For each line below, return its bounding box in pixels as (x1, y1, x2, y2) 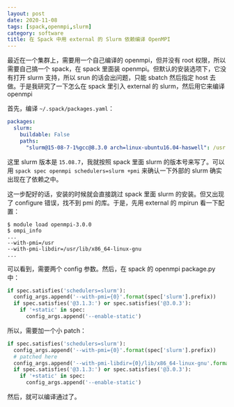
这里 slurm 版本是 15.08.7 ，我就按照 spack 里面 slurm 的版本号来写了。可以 (7, 157, 225, 166)
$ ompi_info (7, 227, 42, 234)
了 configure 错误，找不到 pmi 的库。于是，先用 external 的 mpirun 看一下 (7, 198, 219, 207)
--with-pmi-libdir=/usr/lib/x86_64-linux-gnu (7, 245, 141, 253)
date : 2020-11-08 (7, 17, 58, 24)
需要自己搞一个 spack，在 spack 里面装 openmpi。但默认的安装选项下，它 (7, 65, 221, 73)
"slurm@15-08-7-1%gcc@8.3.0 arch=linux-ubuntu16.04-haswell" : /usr (25, 144, 226, 151)
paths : (19, 137, 39, 145)
